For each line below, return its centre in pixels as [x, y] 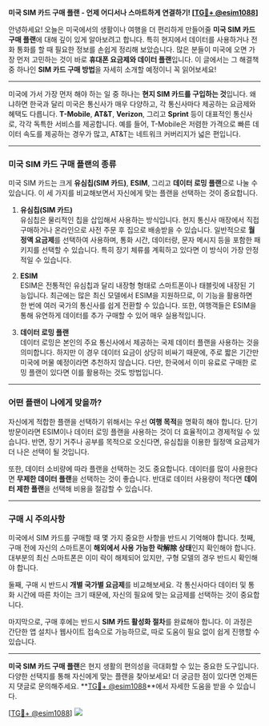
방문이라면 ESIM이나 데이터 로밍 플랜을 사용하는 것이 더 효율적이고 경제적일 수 [130, 432]
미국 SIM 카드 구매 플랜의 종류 [62, 164]
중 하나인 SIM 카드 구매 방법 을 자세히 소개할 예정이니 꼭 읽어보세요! [112, 70]
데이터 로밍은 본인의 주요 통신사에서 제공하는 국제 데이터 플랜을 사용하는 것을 [140, 342]
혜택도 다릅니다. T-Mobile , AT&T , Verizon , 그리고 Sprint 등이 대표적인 [120, 114]
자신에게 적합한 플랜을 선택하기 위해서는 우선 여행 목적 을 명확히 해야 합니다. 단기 [133, 421]
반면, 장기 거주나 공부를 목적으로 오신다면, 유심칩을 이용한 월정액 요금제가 [146, 441]
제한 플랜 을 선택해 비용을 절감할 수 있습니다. [84, 489]
